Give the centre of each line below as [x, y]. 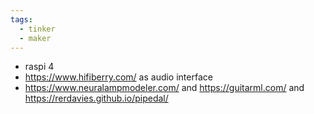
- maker [35, 38]
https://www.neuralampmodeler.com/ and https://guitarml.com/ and [164, 88]
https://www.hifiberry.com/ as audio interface [118, 77]
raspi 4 [39, 67]
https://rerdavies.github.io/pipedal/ [96, 98]
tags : [21, 19]
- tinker [37, 29]
